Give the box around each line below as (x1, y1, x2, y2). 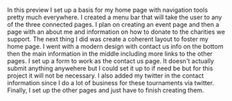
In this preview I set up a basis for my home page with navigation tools (7, 6, 208, 14)
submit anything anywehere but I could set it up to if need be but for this (7, 65, 213, 72)
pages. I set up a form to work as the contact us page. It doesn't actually (7, 57, 215, 65)
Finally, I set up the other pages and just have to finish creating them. (7, 86, 204, 94)
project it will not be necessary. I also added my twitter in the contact (7, 71, 204, 80)
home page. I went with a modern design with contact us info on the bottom (7, 43, 224, 50)
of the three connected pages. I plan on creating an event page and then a (7, 21, 220, 28)
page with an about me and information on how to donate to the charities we (7, 27, 225, 36)
